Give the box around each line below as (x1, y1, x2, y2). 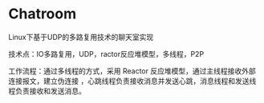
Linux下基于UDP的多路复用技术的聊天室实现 (8, 32, 154, 42)
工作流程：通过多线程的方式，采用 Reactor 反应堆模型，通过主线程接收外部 (8, 65, 256, 76)
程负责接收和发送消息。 (8, 85, 86, 96)
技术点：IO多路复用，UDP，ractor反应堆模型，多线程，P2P (8, 49, 205, 58)
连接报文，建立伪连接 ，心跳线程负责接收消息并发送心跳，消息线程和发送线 (8, 76, 257, 85)
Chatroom (8, 5, 77, 23)
